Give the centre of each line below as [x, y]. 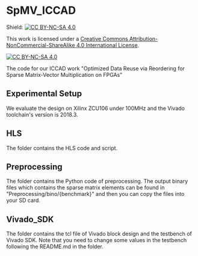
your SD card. [23, 200]
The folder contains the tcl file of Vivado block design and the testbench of [99, 234]
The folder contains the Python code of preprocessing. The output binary [97, 181]
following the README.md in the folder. [55, 246]
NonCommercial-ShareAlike [41, 45]
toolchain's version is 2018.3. [42, 114]
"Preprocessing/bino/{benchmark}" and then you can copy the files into [95, 194]
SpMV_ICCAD [41, 11]
